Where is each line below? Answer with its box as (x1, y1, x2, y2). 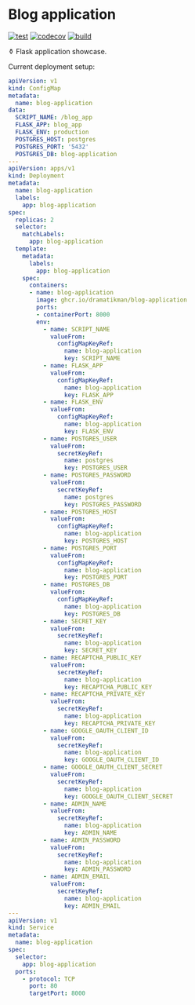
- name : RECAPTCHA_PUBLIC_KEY (42, 654, 143, 662)
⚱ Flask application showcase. (8, 46, 107, 56)
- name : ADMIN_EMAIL (42, 873, 110, 881)
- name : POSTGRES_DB (42, 581, 110, 589)
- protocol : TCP (22, 975, 76, 983)
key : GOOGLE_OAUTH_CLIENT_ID (63, 756, 159, 764)
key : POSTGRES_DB (63, 610, 121, 618)
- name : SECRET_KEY (42, 617, 107, 625)
